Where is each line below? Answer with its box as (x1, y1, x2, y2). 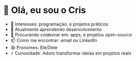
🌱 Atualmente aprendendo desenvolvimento (10, 26, 102, 32)
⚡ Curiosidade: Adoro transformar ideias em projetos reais (10, 50, 131, 56)
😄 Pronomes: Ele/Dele (10, 44, 57, 50)
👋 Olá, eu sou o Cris (3, 4, 86, 16)
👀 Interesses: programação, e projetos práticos (10, 21, 108, 27)
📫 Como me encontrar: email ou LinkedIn (10, 37, 97, 43)
